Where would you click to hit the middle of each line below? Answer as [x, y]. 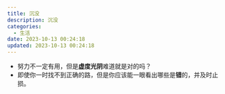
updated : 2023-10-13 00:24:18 [51, 46]
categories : [24, 26]
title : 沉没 [23, 13]
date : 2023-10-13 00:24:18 [46, 39]
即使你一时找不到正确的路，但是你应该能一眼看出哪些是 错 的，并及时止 [118, 75]
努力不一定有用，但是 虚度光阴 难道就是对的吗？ [84, 66]
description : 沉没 [33, 20]
